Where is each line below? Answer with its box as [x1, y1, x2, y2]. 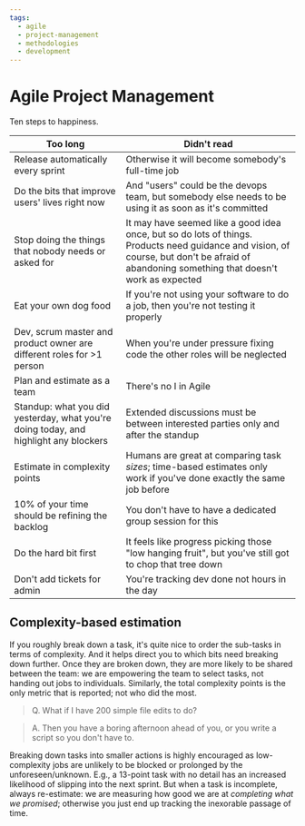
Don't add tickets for [14, 573, 102, 585]
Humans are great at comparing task [125, 449, 281, 462]
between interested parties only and [125, 418, 280, 430]
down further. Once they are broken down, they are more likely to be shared [9, 658, 293, 669]
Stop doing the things [14, 233, 106, 246]
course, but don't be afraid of [125, 251, 251, 263]
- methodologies [17, 38, 79, 48]
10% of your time [14, 498, 89, 511]
